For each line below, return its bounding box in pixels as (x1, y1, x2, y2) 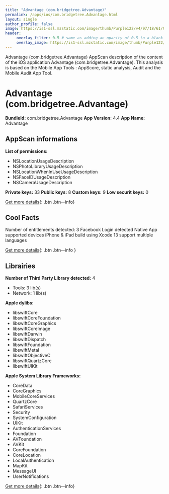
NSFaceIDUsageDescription (12, 174, 71, 180)
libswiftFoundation (12, 342, 51, 348)
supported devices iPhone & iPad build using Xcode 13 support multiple (5, 232, 153, 238)
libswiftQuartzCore (12, 358, 52, 364)
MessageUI (12, 468, 37, 474)
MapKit (12, 463, 28, 469)
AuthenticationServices (12, 426, 61, 432)
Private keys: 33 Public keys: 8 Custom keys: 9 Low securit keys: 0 (5, 189, 149, 195)
